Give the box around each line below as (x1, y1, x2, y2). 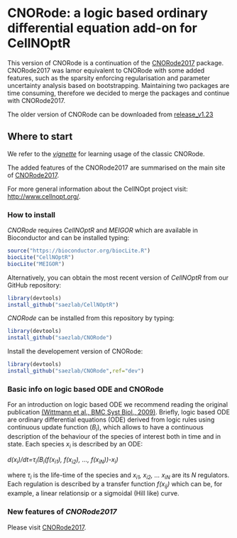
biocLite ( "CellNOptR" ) (7, 253, 75, 260)
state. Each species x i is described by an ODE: (7, 440, 143, 450)
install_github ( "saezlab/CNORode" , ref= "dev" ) (7, 368, 144, 375)
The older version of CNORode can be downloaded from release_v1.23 (7, 110, 214, 119)
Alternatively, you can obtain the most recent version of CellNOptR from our (7, 273, 229, 282)
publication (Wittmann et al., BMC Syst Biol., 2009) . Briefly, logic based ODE (7, 408, 231, 417)
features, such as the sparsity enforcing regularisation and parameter (7, 73, 211, 82)
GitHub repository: (7, 280, 62, 289)
